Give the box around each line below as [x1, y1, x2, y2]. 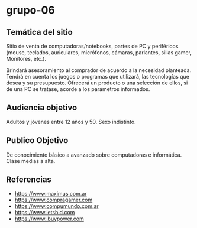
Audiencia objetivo [6, 103, 77, 113]
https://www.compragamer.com [14, 196, 93, 204]
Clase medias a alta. [6, 157, 56, 164]
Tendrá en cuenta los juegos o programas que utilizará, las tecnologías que [6, 73, 189, 80]
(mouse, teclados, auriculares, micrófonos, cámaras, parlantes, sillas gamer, [6, 49, 192, 56]
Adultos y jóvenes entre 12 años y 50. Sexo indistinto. [6, 118, 136, 125]
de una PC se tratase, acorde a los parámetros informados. [6, 86, 150, 92]
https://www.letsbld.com [14, 209, 75, 216]
